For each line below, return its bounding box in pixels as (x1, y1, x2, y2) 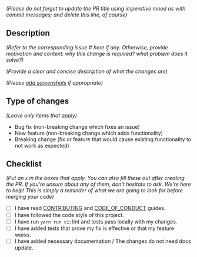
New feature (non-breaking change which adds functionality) (14, 129, 163, 136)
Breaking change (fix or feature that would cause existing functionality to (14, 135, 192, 143)
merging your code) (6, 193, 54, 201)
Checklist (6, 159, 42, 169)
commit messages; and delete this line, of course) (6, 11, 128, 18)
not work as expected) (14, 142, 69, 149)
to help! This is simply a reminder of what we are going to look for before (6, 187, 183, 194)
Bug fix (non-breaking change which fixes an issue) (14, 123, 140, 130)
